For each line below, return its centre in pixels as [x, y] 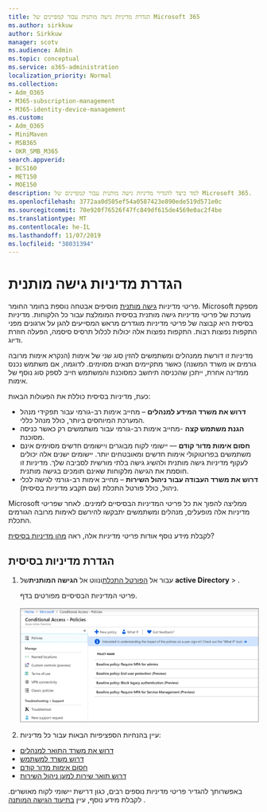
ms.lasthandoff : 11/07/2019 [55, 235]
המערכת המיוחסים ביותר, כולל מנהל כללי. [82, 420]
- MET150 [23, 177]
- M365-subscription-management [62, 101]
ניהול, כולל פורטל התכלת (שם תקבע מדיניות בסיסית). [99, 488]
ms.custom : [26, 118]
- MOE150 [23, 185]
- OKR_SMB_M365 [33, 151]
